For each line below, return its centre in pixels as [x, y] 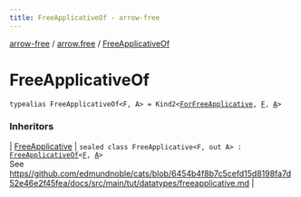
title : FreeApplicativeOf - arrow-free [85, 18]
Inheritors [32, 127]
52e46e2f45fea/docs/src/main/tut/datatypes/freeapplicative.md [130, 183]
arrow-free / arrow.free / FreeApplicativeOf [90, 43]
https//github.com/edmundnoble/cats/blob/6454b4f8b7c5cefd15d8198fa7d [150, 174]
